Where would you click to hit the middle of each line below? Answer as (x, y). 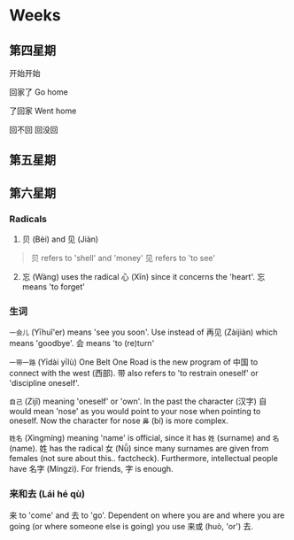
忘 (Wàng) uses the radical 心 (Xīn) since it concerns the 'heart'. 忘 (143, 277)
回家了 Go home (39, 92)
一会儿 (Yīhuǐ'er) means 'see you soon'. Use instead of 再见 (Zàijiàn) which (143, 332)
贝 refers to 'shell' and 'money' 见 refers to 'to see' (123, 258)
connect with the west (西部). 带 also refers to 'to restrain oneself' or (134, 374)
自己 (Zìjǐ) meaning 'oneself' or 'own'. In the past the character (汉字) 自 (138, 401)
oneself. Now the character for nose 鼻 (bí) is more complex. (119, 420)
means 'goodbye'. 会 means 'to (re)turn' (82, 343)
